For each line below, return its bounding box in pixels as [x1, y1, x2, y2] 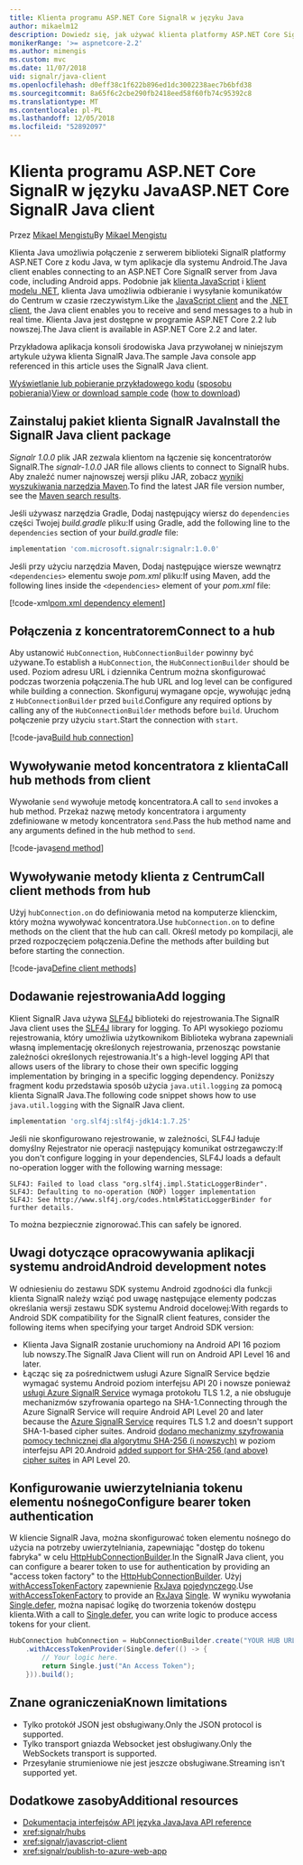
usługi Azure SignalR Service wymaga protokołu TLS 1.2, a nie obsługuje [22, 1387, 291, 1398]
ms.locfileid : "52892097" [9, 123, 106, 132]
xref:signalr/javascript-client [22, 1836, 128, 1847]
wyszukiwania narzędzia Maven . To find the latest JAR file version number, [9, 480, 286, 491]
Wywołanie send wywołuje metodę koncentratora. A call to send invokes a [9, 797, 279, 807]
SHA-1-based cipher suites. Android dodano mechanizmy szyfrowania [22, 1425, 284, 1436]
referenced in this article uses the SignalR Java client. [9, 360, 209, 371]
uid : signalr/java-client [9, 72, 106, 81]
